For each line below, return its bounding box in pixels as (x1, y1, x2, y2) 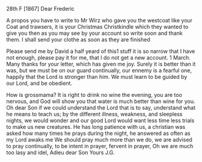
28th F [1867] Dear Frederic (6, 5, 75, 12)
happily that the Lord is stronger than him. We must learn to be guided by (6, 73, 188, 80)
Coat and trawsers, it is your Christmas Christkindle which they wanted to (6, 23, 189, 30)
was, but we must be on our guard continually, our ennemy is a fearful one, (6, 67, 192, 74)
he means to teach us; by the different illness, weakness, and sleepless (6, 111, 183, 117)
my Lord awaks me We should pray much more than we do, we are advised (6, 136, 192, 143)
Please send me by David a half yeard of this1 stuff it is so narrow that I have (6, 48, 195, 55)
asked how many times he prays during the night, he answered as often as (6, 129, 191, 137)
